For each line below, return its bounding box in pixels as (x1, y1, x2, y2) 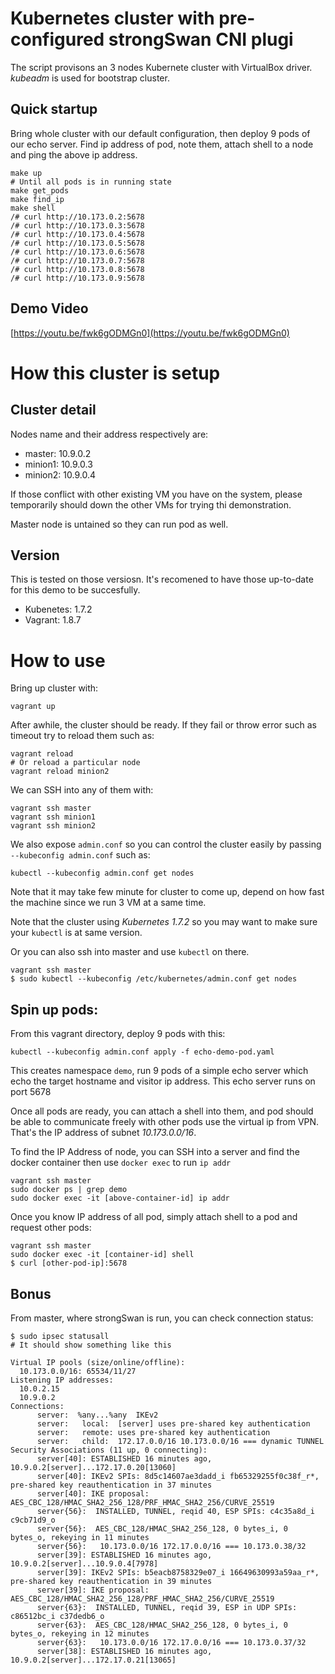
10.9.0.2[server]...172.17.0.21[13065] (10, 1655, 177, 1665)
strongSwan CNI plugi (108, 28, 294, 51)
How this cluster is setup (10, 362, 221, 384)
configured (10, 28, 105, 51)
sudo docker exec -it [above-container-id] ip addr (10, 1193, 230, 1204)
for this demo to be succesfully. (10, 584, 141, 596)
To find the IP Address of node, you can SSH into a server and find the (10, 1146, 300, 1158)
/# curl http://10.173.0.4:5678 (10, 229, 145, 239)
